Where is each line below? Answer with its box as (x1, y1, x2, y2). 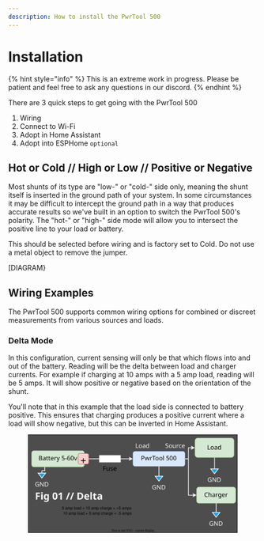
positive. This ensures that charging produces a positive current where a (8, 410, 245, 420)
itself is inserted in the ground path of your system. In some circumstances (8, 191, 252, 200)
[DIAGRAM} (8, 263, 46, 273)
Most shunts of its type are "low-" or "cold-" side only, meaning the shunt (8, 182, 249, 191)
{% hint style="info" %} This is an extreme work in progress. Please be (8, 74, 239, 83)
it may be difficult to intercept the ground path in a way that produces (8, 199, 235, 209)
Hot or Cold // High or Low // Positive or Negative (8, 161, 253, 174)
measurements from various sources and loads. (8, 316, 164, 325)
